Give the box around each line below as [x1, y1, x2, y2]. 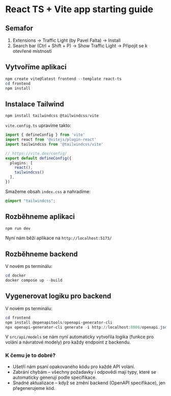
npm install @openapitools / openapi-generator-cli [5, 320, 113, 325]
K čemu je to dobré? [5, 352, 56, 359]
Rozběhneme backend [5, 250, 78, 258]
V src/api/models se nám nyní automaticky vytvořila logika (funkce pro [5, 334, 154, 340]
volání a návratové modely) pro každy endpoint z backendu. [5, 339, 131, 345]
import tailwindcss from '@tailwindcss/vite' [5, 141, 103, 147]
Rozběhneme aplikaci [5, 212, 75, 221]
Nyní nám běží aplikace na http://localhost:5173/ [5, 235, 112, 241]
